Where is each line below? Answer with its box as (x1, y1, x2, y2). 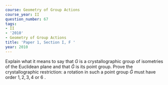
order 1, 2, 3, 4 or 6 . (5, 74, 46, 80)
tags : (5, 21, 17, 26)
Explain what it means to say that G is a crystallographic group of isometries (5, 58, 163, 64)
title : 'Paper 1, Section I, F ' (5, 40, 76, 45)
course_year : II (5, 12, 39, 17)
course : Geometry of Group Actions (5, 7, 80, 12)
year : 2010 (5, 44, 28, 49)
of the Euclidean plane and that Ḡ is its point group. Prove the (5, 63, 133, 69)
